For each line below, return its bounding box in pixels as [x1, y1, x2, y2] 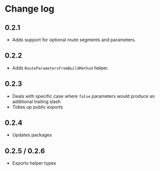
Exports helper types [12, 160, 57, 166]
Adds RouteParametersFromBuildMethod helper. [12, 64, 109, 71]
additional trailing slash [12, 98, 61, 105]
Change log [5, 3, 55, 15]
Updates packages [12, 132, 52, 138]
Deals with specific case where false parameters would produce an [12, 93, 155, 99]
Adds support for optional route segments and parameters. [12, 37, 136, 43]
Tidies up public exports [12, 104, 63, 110]
